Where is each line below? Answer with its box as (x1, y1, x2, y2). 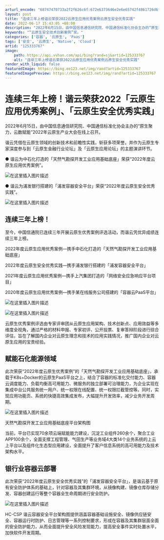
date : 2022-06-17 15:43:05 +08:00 (5, 21, 76, 26)
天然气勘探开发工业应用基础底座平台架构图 (5, 420, 91, 426)
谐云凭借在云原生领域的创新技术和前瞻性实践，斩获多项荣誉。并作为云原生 (5, 139, 155, 145)
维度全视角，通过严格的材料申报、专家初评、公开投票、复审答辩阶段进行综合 (5, 326, 159, 332)
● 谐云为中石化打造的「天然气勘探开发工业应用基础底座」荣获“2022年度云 (5, 156, 155, 162)
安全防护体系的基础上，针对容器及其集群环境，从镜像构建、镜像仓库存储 (9, 485, 155, 491)
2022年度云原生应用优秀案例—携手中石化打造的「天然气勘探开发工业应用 (5, 245, 153, 251)
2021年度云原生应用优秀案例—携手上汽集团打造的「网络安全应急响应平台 (5, 272, 152, 278)
